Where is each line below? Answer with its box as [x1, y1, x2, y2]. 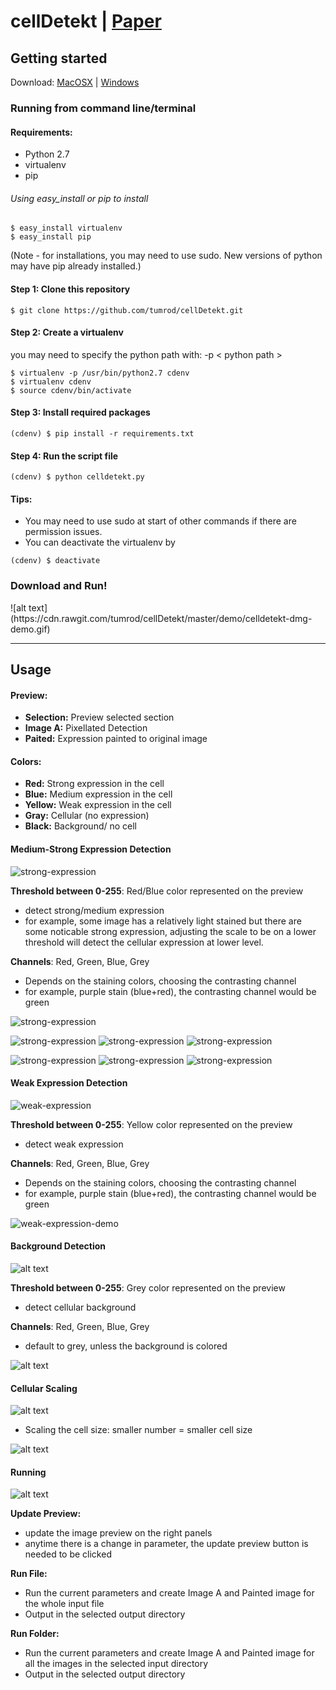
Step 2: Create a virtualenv [10, 326, 124, 339]
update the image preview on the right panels [24, 1527, 213, 1539]
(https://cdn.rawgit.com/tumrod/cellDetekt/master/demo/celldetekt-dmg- [10, 612, 313, 624]
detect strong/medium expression [24, 904, 165, 916]
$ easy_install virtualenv [10, 223, 123, 234]
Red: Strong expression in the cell [24, 778, 165, 790]
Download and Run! [10, 579, 108, 593]
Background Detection [10, 1240, 107, 1252]
